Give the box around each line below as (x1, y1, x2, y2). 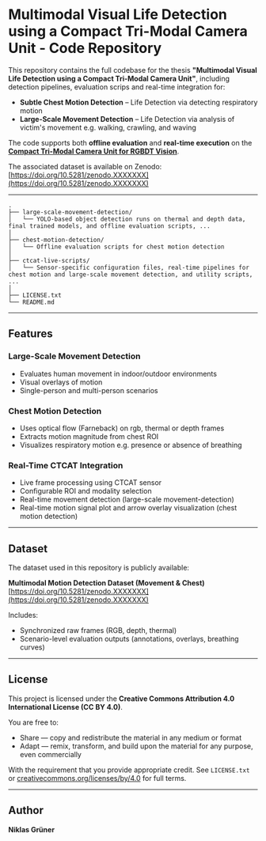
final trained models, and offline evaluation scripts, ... (8, 222, 211, 230)
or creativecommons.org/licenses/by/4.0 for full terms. (8, 773, 187, 782)
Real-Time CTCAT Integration (8, 460, 123, 471)
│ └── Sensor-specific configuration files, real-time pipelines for (8, 263, 249, 271)
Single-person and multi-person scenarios (19, 385, 158, 395)
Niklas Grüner (8, 824, 55, 834)
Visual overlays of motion (19, 377, 103, 387)
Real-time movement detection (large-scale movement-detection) (19, 494, 235, 504)
